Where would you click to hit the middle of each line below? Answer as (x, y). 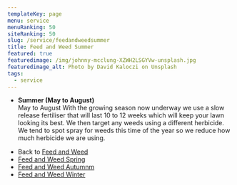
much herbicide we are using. (61, 138)
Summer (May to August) (56, 100)
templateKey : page (35, 14)
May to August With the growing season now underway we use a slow (121, 108)
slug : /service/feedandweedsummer (59, 41)
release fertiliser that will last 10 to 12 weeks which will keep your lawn (121, 115)
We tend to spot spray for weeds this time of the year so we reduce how (124, 131)
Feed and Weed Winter (51, 174)
